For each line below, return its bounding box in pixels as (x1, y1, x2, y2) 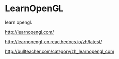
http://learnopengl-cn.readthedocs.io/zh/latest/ (5, 38, 102, 45)
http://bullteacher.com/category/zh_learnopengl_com (5, 48, 114, 54)
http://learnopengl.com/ (5, 29, 54, 35)
